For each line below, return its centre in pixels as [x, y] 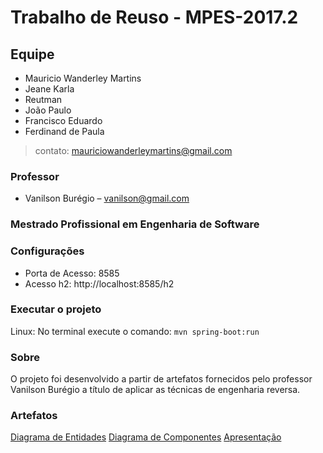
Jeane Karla [49, 89]
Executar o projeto [56, 309]
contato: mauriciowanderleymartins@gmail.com [133, 150]
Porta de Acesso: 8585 [72, 273]
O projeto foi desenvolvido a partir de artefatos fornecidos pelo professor [161, 379]
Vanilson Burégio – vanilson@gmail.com [107, 198]
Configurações [47, 251]
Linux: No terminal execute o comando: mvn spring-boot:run [135, 331]
